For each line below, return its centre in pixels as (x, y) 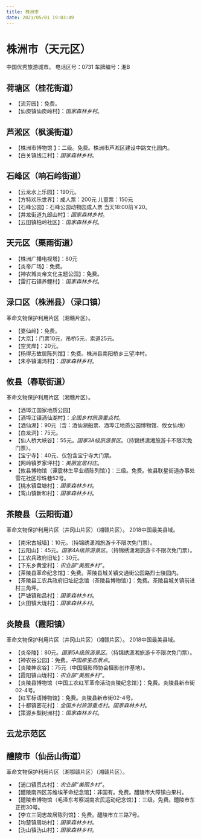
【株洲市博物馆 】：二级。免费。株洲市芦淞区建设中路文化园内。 (94, 148)
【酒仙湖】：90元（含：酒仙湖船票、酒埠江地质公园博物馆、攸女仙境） (102, 425)
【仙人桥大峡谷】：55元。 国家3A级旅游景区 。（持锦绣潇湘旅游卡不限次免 (104, 440)
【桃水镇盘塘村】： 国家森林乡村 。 (56, 486)
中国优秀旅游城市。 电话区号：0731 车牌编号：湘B (68, 67)
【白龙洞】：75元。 (38, 433)
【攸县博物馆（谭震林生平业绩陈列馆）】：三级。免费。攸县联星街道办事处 (105, 471)
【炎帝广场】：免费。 (40, 266)
